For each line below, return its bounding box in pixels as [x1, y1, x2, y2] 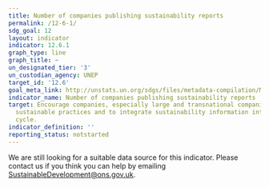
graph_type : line [8, 49, 66, 57]
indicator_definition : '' [8, 123, 94, 131]
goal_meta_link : [8, 86, 62, 94]
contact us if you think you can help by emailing [8, 161, 167, 170]
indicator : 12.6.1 [8, 42, 70, 50]
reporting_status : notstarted [8, 130, 110, 138]
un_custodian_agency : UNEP [8, 71, 98, 79]
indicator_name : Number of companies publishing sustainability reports [8, 93, 256, 101]
